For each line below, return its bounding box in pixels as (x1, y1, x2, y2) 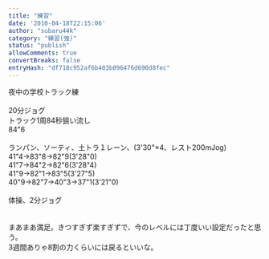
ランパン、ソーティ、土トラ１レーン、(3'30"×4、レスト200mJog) (8, 142, 227, 152)
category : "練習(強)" (8, 34, 77, 42)
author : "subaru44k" (8, 26, 78, 34)
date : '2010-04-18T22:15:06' (8, 19, 106, 27)
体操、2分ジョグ (8, 195, 63, 204)
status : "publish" (8, 42, 70, 50)
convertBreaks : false (8, 57, 81, 65)
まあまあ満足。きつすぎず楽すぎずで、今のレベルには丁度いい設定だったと (8, 222, 255, 232)
